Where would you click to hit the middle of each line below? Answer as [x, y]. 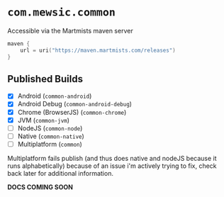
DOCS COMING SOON [40, 187]
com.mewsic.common [61, 12]
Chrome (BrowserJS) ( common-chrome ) [72, 112]
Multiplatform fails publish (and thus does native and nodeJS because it [112, 158]
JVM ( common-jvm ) [43, 120]
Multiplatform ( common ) [50, 144]
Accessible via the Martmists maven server [70, 30]
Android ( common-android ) [55, 96]
